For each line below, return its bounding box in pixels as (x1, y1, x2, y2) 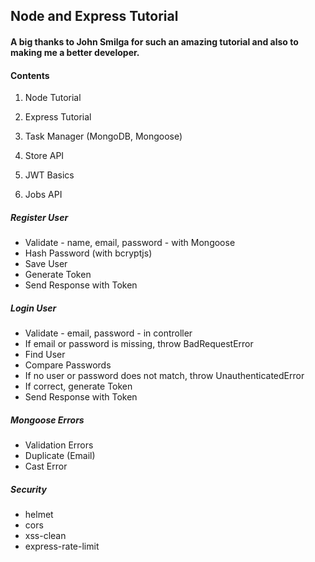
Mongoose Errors (10, 414, 85, 426)
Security (10, 483, 47, 495)
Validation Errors (24, 439, 94, 451)
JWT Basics (24, 169, 75, 181)
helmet (24, 509, 54, 521)
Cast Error (24, 460, 68, 473)
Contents (10, 69, 50, 81)
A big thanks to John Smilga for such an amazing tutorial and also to (10, 35, 299, 48)
